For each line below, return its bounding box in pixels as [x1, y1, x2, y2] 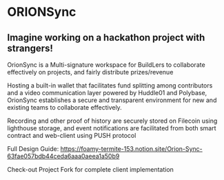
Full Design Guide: [7, 145, 59, 152]
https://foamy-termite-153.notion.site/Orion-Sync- [60, 145, 203, 152]
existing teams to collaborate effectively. [7, 103, 122, 111]
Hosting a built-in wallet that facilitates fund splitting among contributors [7, 81, 213, 90]
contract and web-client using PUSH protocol [7, 132, 136, 139]
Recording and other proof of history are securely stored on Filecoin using [7, 117, 218, 125]
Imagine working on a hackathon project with [7, 32, 205, 43]
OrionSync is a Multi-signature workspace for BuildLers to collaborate [7, 61, 205, 69]
